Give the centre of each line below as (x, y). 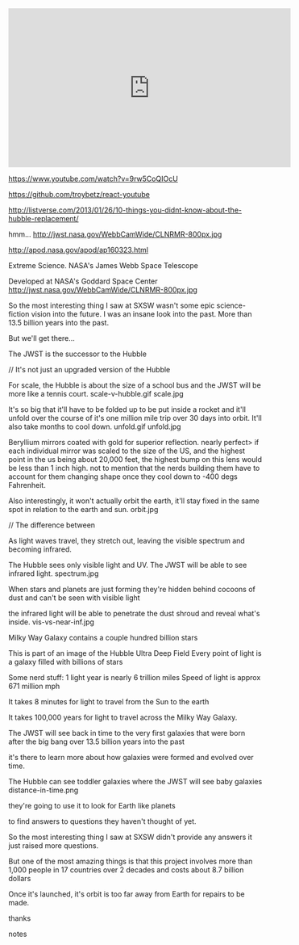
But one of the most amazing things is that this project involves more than (131, 861)
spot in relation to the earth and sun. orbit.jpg (83, 509)
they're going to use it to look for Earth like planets (92, 806)
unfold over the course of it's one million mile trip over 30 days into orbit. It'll (135, 418)
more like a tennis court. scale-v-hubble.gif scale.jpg (96, 394)
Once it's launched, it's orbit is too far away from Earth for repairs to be (127, 894)
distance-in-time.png (44, 790)
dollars (20, 878)
